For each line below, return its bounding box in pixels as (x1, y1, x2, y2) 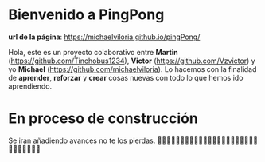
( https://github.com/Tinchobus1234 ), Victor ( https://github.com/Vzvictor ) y (8, 56, 256, 65)
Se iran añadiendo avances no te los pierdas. (8, 136, 156, 145)
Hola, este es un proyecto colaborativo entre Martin (8, 47, 178, 57)
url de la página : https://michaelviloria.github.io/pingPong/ (8, 32, 201, 41)
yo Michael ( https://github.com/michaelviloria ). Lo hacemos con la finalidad (8, 64, 257, 73)
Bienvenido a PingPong (8, 6, 165, 24)
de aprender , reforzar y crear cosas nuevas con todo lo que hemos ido (8, 73, 244, 82)
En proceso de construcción (8, 109, 199, 128)
